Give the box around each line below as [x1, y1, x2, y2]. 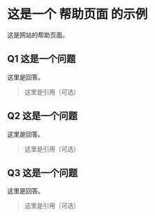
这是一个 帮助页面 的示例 [7, 6, 148, 22]
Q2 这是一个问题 [7, 110, 78, 122]
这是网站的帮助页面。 [7, 31, 68, 39]
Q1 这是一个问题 [7, 53, 76, 65]
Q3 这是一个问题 [7, 167, 78, 178]
